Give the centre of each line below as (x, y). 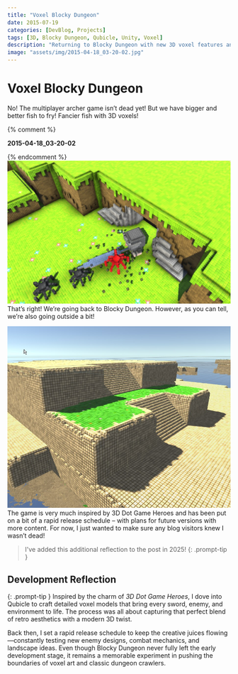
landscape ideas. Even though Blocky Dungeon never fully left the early (112, 648)
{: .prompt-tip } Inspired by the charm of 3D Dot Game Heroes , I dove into (115, 597)
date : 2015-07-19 (33, 22)
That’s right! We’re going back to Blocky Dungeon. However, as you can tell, (118, 309)
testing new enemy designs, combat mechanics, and (123, 641)
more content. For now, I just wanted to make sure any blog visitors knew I (116, 528)
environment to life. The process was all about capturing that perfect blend (117, 612)
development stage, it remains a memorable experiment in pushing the (110, 656)
